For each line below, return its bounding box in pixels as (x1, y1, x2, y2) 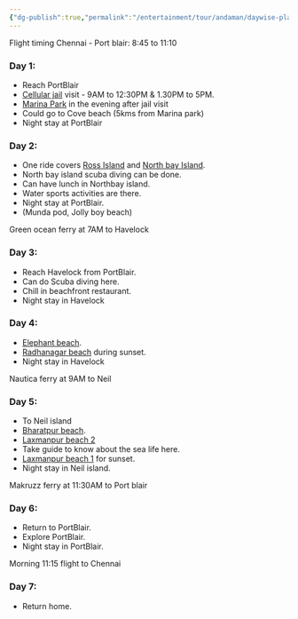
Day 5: (9, 395, 38, 408)
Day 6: (9, 503, 38, 515)
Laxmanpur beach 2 (21, 434, 96, 445)
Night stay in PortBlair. (21, 541, 104, 552)
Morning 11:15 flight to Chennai (9, 559, 122, 569)
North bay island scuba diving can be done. (21, 170, 182, 180)
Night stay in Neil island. (21, 463, 111, 473)
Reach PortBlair (21, 79, 80, 90)
